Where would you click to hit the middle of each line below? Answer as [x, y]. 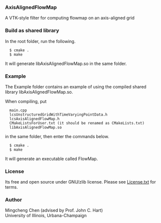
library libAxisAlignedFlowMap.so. [39, 92]
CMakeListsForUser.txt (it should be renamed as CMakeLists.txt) [77, 123]
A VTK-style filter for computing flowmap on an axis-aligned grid [70, 18]
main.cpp [18, 110]
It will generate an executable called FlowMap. [52, 159]
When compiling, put [26, 101]
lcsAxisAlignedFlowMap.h [35, 119]
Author [14, 200]
